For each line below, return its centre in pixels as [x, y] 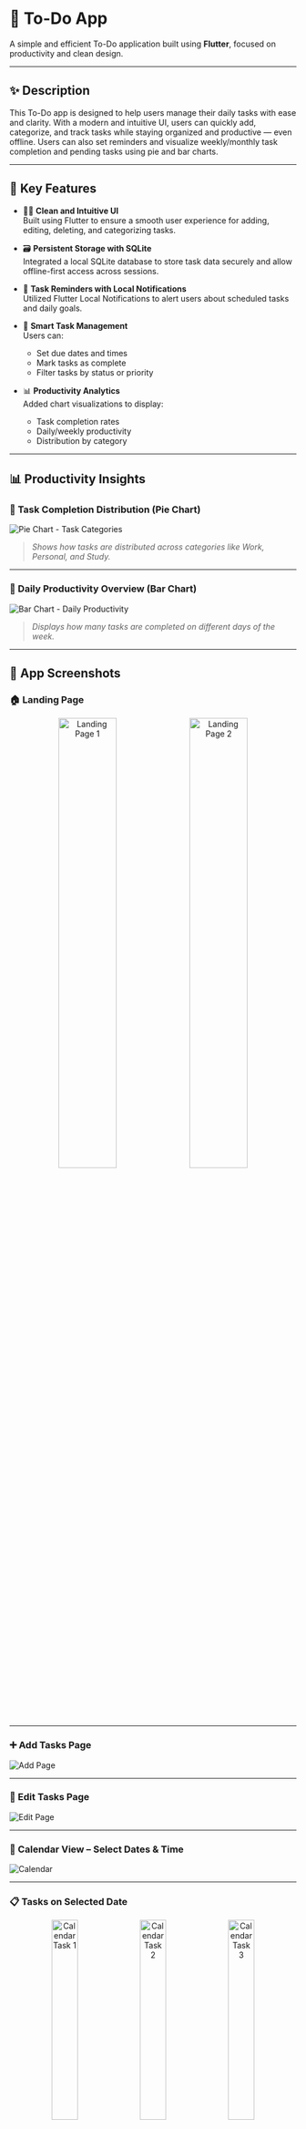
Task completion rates [78, 421]
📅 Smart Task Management [75, 325]
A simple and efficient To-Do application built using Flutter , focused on [143, 44]
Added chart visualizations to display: [93, 404]
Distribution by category [82, 440]
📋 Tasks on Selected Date [68, 1902]
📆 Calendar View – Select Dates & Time [97, 1849]
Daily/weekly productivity [84, 431]
